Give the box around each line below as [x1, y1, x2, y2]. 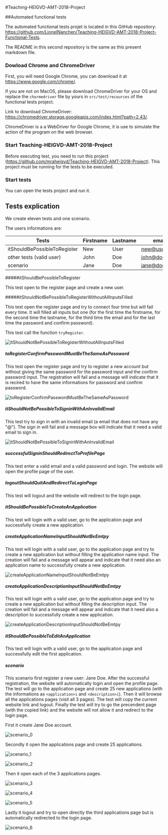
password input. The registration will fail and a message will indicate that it [5, 374, 159, 380]
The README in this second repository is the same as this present [5, 44, 141, 50]
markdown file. [5, 50, 36, 55]
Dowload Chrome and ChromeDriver [5, 62, 95, 69]
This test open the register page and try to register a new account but [5, 363, 149, 369]
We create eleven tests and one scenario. [5, 215, 91, 221]
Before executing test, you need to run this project [5, 153, 109, 159]
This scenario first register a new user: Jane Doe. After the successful [5, 675, 149, 681]
